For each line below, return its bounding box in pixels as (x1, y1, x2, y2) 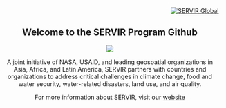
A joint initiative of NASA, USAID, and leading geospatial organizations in (6, 58, 214, 66)
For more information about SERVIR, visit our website (34, 93, 186, 101)
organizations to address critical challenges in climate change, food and (7, 72, 213, 80)
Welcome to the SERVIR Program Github (22, 27, 198, 39)
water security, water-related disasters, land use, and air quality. (18, 79, 202, 88)
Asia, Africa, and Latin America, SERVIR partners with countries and (13, 65, 207, 73)
